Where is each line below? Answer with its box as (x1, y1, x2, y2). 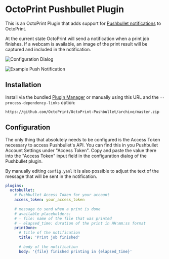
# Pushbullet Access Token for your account (14, 193, 110, 198)
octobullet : (10, 188, 35, 193)
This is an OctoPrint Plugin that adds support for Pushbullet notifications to (5, 20, 161, 26)
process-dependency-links (5, 100, 60, 105)
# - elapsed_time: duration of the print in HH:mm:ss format (14, 220, 146, 226)
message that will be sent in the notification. (5, 173, 98, 179)
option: (60, 99, 76, 105)
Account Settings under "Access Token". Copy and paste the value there (5, 147, 157, 153)
